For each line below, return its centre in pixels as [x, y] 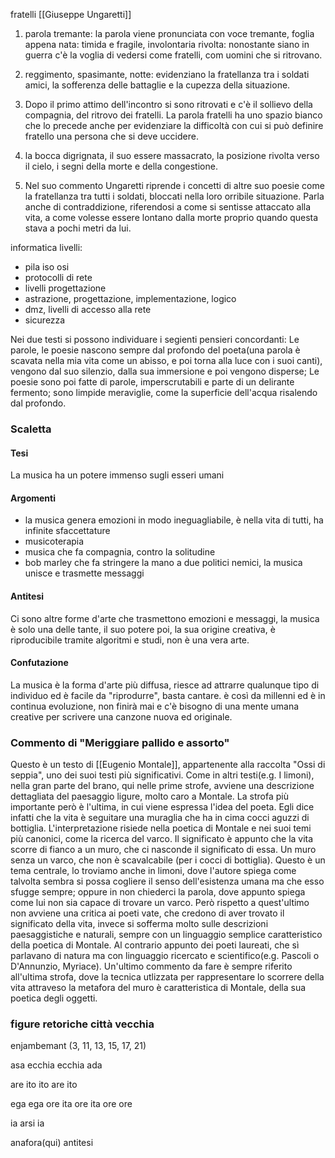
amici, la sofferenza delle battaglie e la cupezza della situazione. [157, 85]
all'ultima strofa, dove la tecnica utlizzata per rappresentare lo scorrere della [167, 977]
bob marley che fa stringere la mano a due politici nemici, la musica [163, 563]
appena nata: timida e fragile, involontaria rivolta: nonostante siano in [167, 44]
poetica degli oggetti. [54, 998]
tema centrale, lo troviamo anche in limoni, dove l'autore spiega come [153, 871]
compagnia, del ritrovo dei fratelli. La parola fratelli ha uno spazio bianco [173, 115]
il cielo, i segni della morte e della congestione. [121, 166]
